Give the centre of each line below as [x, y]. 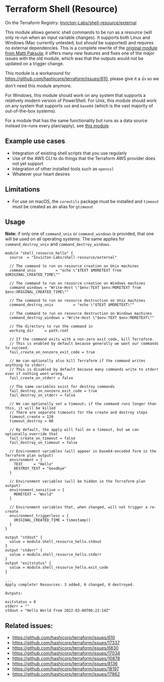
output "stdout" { [24, 537]
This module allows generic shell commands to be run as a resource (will [79, 32]
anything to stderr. [26, 365]
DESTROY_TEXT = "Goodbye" [40, 468]
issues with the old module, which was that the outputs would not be [74, 58]
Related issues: [29, 626]
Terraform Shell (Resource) [61, 9]
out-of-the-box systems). [31, 111]
